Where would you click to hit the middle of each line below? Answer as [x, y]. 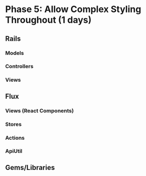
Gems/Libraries [30, 167]
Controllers [19, 67]
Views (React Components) [40, 110]
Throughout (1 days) [48, 20]
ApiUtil [14, 151]
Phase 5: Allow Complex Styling [73, 9]
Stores [13, 124]
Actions [15, 138]
